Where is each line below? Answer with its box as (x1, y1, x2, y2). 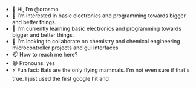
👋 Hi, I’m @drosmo (11, 6, 59, 13)
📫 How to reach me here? (11, 51, 78, 58)
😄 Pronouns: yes (11, 60, 56, 66)
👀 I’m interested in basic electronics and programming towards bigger (11, 12, 186, 19)
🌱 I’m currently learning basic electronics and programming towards (11, 25, 181, 32)
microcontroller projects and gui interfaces (11, 44, 119, 51)
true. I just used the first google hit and (11, 75, 109, 82)
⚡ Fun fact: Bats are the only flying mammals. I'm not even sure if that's (11, 66, 190, 74)
